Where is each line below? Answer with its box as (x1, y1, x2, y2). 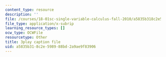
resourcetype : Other (5, 35, 48, 40)
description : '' (5, 12, 39, 17)
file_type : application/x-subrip (5, 21, 74, 26)
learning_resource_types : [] (5, 26, 65, 31)
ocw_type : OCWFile (5, 30, 43, 35)
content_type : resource (5, 7, 54, 12)
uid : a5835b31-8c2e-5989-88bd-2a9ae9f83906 (5, 44, 96, 49)
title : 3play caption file (5, 40, 61, 45)
